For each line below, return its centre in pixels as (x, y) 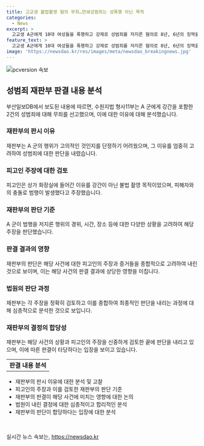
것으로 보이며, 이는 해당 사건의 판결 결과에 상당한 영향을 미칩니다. (83, 271)
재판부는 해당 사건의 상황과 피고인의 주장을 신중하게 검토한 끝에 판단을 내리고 (97, 342)
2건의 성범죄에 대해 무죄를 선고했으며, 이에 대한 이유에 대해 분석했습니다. (92, 114)
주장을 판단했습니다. (30, 232)
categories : (21, 18)
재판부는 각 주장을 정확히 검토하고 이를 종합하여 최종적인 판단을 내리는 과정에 (97, 303)
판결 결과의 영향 (28, 249)
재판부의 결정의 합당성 (36, 327)
